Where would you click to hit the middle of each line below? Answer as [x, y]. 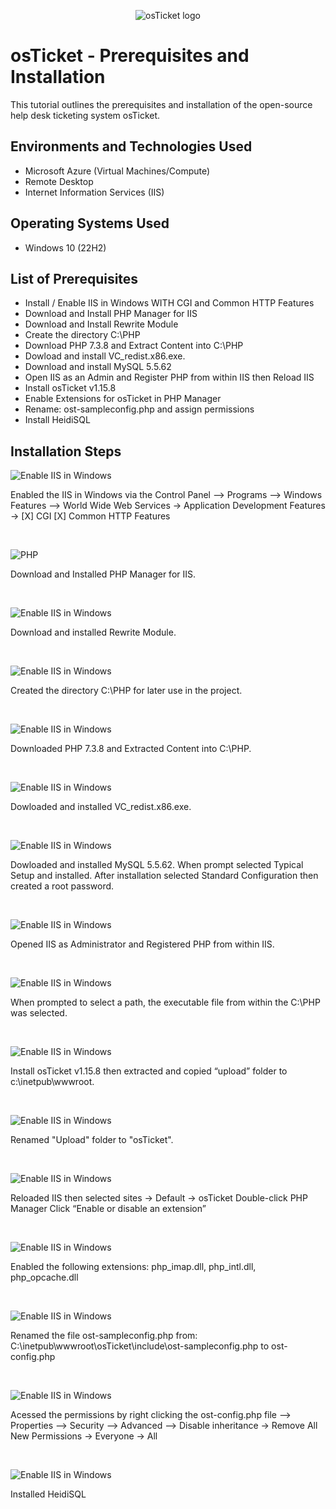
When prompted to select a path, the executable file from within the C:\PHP [165, 1002]
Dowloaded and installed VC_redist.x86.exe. [101, 807]
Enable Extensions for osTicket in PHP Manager [123, 399]
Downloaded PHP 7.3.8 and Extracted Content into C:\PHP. [131, 749]
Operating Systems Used [90, 223]
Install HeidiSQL [57, 420]
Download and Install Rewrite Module [101, 324]
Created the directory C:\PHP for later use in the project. [126, 691]
